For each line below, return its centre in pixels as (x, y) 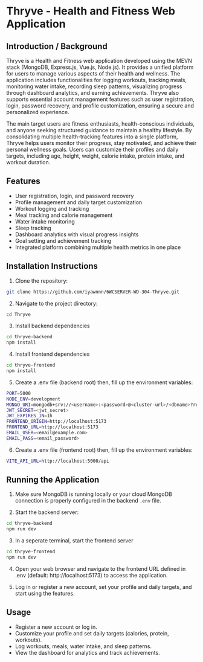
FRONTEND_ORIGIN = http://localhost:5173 (56, 422)
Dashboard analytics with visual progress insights (77, 234)
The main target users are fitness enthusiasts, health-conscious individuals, (101, 124)
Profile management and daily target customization (79, 202)
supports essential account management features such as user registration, (100, 99)
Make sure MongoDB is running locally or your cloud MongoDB (93, 494)
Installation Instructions (52, 266)
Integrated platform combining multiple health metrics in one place (98, 247)
